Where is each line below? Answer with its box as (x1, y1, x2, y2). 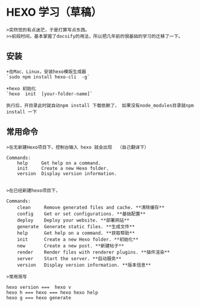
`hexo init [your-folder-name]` (6, 91, 93, 97)
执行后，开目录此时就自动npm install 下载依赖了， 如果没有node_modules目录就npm (6, 102, 194, 108)
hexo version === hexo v (6, 284, 71, 290)
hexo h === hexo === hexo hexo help (6, 290, 98, 296)
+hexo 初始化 (6, 85, 36, 91)
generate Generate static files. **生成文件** (17, 223, 136, 229)
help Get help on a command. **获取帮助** (17, 230, 136, 236)
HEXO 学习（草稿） (6, 5, 102, 19)
